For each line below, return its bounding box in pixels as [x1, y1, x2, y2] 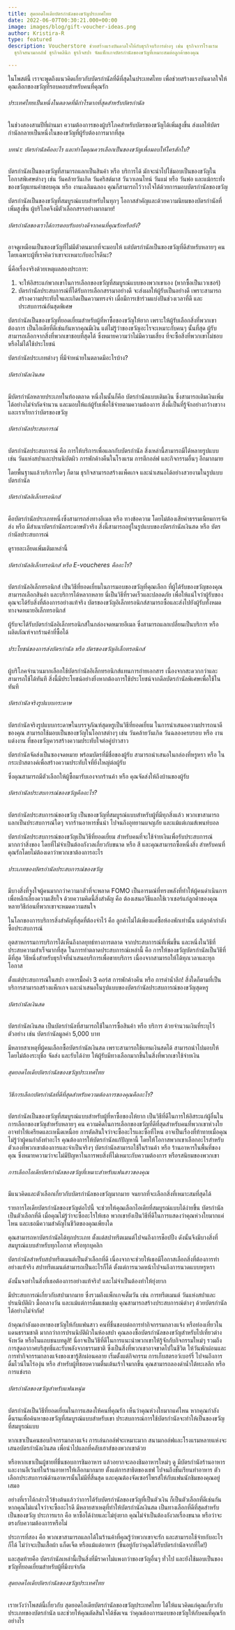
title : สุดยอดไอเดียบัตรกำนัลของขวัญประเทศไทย [8, 10, 112, 17]
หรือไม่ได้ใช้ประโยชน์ [8, 340, 56, 348]
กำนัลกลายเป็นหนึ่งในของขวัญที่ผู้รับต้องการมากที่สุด [8, 128, 125, 137]
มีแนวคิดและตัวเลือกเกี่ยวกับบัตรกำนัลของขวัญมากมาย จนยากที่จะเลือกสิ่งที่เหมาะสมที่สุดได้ [8, 1190, 212, 1198]
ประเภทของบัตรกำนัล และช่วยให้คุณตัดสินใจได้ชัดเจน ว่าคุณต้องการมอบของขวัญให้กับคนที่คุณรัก [8, 1608, 226, 1617]
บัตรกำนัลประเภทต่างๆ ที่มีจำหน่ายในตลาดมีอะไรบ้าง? [8, 354, 128, 362]
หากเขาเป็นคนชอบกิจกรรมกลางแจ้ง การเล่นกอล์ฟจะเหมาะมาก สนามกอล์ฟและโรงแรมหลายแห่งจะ [8, 1435, 227, 1444]
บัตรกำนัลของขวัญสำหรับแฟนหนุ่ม [8, 1384, 85, 1392]
